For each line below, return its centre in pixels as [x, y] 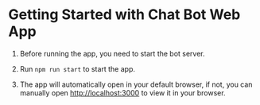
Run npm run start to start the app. [77, 68]
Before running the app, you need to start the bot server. [112, 53]
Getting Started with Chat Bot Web [124, 15]
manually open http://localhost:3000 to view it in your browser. [122, 92]
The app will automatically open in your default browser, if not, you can [136, 84]
